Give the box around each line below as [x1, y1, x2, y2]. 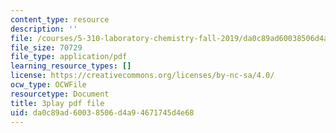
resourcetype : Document [10, 89, 110, 99]
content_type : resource [10, 14, 110, 25]
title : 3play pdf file [10, 98, 105, 108]
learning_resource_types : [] [10, 61, 132, 71]
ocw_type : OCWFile [10, 80, 87, 90]
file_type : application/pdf [10, 52, 128, 62]
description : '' [10, 24, 78, 34]
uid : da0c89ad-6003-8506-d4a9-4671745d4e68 [10, 107, 195, 118]
